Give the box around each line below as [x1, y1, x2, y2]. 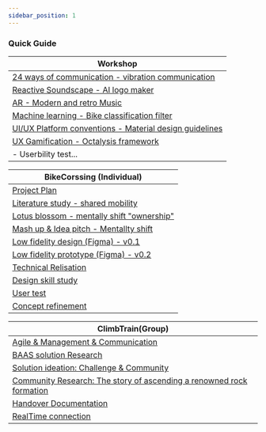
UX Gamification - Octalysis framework [12, 135, 160, 146]
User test [12, 287, 47, 298]
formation [12, 385, 49, 396]
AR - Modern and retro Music [12, 97, 123, 108]
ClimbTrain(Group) [97, 323, 169, 334]
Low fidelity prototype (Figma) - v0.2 [12, 248, 152, 260]
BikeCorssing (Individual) [44, 171, 142, 182]
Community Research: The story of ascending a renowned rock [12, 375, 248, 386]
